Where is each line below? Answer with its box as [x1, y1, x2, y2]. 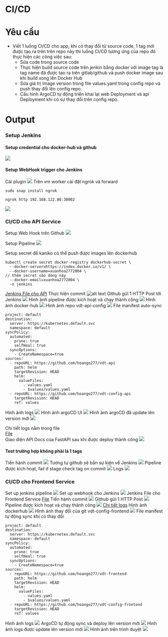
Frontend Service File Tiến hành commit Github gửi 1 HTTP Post [5, 496, 143, 502]
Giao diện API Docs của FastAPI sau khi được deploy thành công [5, 436, 138, 442]
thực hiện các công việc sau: [12, 54, 73, 60]
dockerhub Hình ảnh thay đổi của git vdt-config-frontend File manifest [5, 508, 163, 514]
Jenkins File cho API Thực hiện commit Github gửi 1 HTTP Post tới [5, 290, 161, 297]
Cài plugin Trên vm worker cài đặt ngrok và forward [5, 178, 118, 184]
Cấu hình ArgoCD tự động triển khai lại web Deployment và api [20, 91, 149, 97]
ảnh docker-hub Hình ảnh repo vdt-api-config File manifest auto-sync [5, 302, 162, 308]
